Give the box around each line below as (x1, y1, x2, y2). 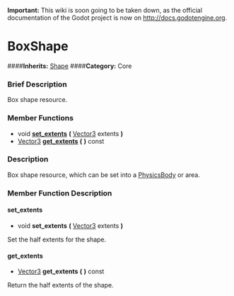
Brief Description (7, 79, 67, 89)
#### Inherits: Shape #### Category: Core (7, 62, 132, 70)
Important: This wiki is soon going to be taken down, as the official (7, 6, 203, 14)
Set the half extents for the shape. (7, 235, 107, 244)
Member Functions (7, 113, 74, 123)
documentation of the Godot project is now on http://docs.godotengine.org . (7, 13, 228, 22)
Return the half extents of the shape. (7, 281, 115, 290)
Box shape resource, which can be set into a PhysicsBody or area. (7, 170, 200, 179)
